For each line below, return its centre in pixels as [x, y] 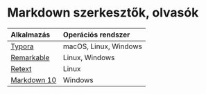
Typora [22, 46]
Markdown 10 [34, 79]
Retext [21, 68]
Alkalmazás [31, 35]
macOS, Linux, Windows [102, 46]
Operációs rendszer [96, 35]
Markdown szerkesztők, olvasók [103, 13]
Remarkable [30, 57]
